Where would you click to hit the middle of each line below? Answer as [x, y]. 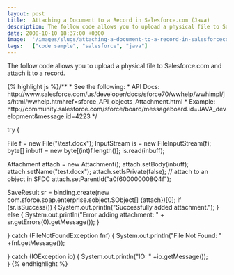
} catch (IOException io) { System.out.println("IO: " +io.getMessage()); [108, 256]
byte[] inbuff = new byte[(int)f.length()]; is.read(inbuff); [86, 151]
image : [17, 40]
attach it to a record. [36, 73]
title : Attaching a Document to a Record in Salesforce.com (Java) [109, 20]
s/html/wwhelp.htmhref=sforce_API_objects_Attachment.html [95, 101]
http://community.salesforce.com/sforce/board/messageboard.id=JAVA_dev [117, 109]
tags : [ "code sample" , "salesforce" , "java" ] [78, 46]
